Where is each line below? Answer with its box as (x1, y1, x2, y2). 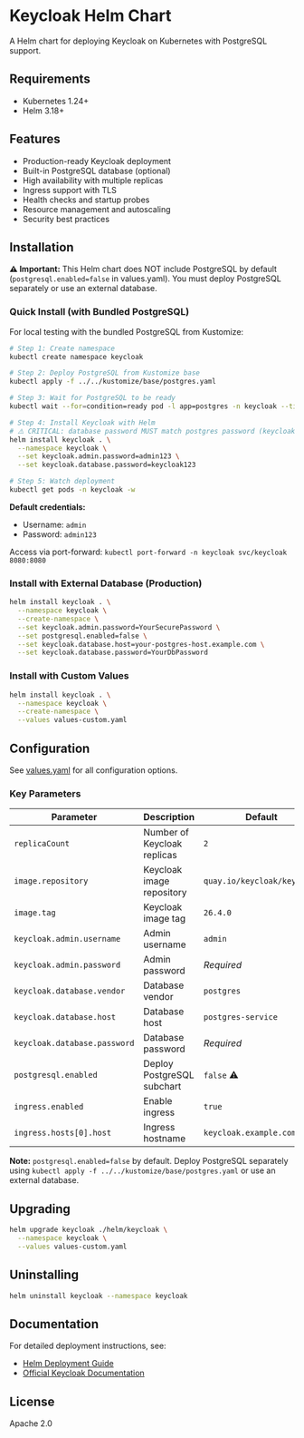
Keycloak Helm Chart (9, 5, 172, 26)
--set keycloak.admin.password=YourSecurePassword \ (17, 622, 221, 631)
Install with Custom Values (9, 670, 129, 682)
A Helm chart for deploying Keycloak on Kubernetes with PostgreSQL (9, 35, 268, 46)
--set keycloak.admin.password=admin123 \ (17, 452, 180, 461)
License (9, 1394, 55, 1409)
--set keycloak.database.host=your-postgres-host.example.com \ (17, 640, 265, 649)
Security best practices (22, 213, 110, 224)
